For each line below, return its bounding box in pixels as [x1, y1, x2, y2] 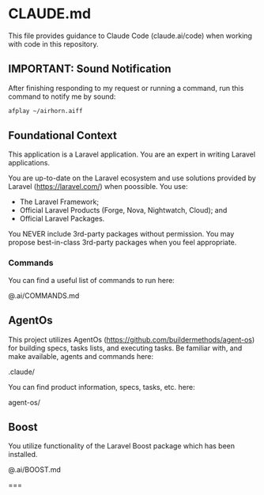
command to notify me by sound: [8, 92, 116, 101]
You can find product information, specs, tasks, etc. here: [8, 382, 195, 391]
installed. [8, 450, 38, 459]
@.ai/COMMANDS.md [8, 290, 80, 300]
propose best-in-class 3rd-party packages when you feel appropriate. [8, 238, 237, 247]
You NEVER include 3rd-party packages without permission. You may [8, 229, 235, 239]
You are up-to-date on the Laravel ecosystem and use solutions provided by [8, 173, 257, 183]
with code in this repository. [8, 39, 99, 48]
